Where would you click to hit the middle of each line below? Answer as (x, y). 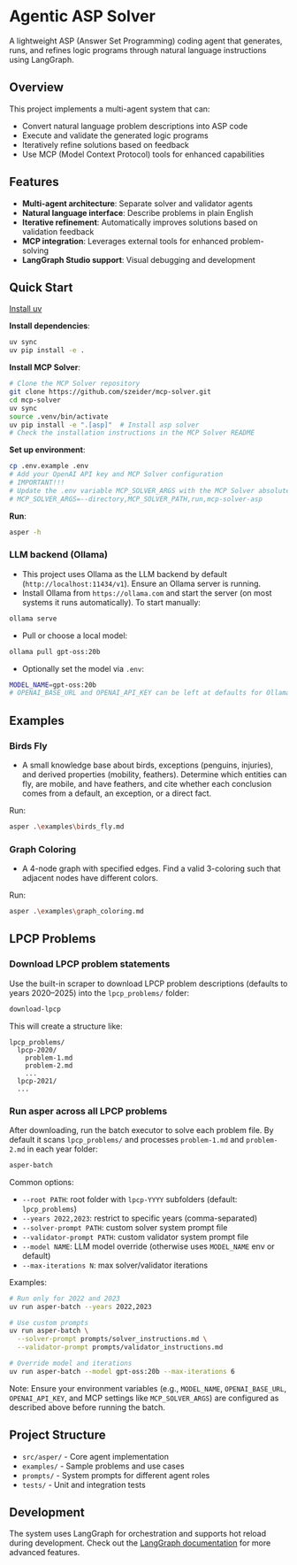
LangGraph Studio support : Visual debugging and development (139, 259)
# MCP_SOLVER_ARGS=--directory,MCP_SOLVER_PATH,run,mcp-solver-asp (136, 499)
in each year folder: (63, 1149)
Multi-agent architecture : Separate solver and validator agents (137, 203)
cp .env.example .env (49, 466)
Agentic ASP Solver (83, 16)
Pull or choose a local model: (75, 636)
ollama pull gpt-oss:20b (55, 651)
